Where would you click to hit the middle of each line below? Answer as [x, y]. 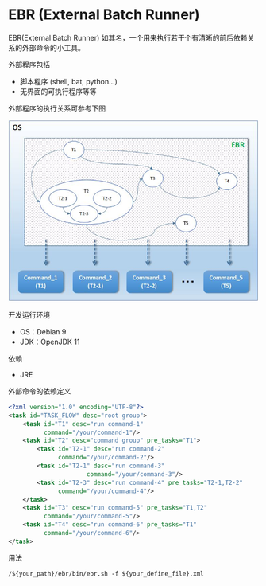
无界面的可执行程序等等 [58, 91]
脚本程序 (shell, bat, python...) [68, 81]
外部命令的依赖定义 [40, 391]
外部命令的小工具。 [53, 47]
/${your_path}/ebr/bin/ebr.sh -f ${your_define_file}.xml [106, 574]
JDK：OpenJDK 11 [50, 342]
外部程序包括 [29, 64]
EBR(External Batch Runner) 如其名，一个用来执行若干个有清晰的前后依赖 [128, 37]
